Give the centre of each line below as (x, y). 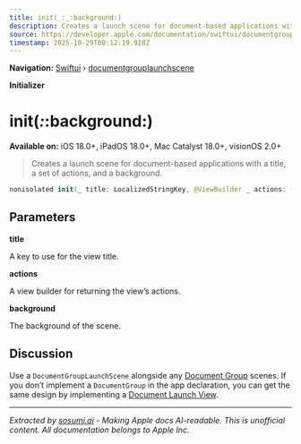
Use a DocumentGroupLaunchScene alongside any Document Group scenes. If (148, 375)
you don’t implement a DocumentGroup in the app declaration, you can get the (150, 385)
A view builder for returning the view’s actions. (95, 291)
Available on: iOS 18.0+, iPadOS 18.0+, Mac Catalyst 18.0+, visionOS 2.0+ (146, 146)
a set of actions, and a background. (97, 173)
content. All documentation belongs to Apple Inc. (99, 430)
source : (24, 34)
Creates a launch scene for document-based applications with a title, (159, 164)
